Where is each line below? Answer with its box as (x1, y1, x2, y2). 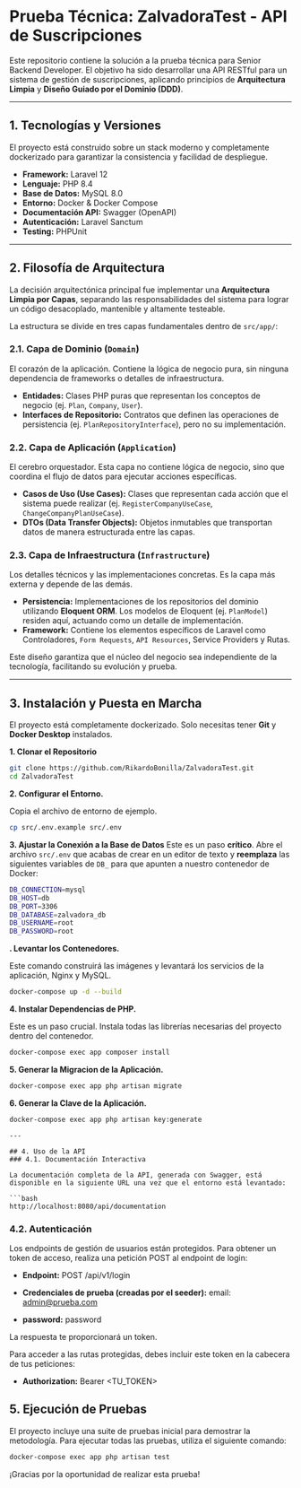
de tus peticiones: (9, 1358, 76, 1369)
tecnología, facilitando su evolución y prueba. (9, 661, 177, 672)
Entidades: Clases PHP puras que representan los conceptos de (21, 390, 262, 401)
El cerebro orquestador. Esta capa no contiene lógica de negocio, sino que (9, 462, 285, 473)
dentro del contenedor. (9, 1031, 94, 1041)
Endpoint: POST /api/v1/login (21, 1269, 131, 1280)
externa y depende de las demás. (9, 579, 133, 589)
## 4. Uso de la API (9, 1146, 87, 1156)
